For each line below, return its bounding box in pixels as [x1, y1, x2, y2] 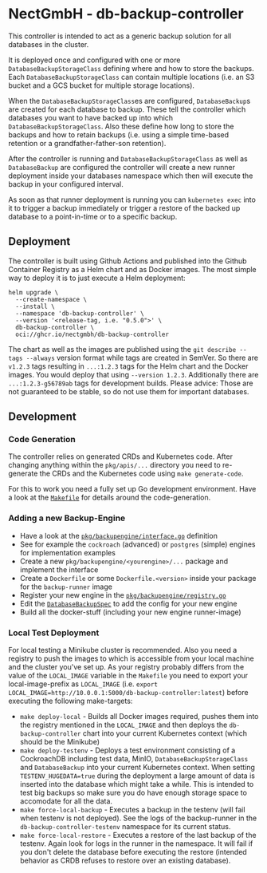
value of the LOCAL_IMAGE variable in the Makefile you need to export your [8, 671, 249, 681]
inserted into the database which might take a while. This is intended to [19, 780, 254, 789]
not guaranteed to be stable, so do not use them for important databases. [8, 386, 249, 396]
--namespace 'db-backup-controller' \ [15, 309, 145, 318]
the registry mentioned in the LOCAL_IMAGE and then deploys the [19, 720, 228, 730]
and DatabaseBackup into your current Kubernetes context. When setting [19, 763, 255, 772]
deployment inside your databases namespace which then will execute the [8, 171, 253, 180]
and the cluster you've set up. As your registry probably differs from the [8, 662, 245, 672]
